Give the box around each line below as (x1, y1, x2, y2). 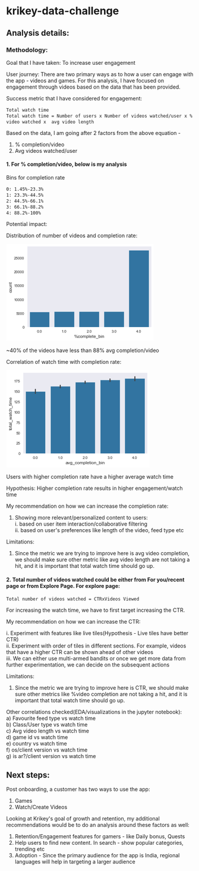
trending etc (14, 845, 45, 853)
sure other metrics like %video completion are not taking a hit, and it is (14, 691, 188, 698)
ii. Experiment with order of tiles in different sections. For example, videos (6, 642, 187, 649)
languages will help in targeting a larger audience (14, 858, 135, 866)
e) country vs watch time (6, 740, 67, 747)
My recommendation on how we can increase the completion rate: (6, 502, 169, 510)
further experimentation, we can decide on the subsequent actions (6, 661, 170, 668)
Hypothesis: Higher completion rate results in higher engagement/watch (6, 485, 183, 492)
